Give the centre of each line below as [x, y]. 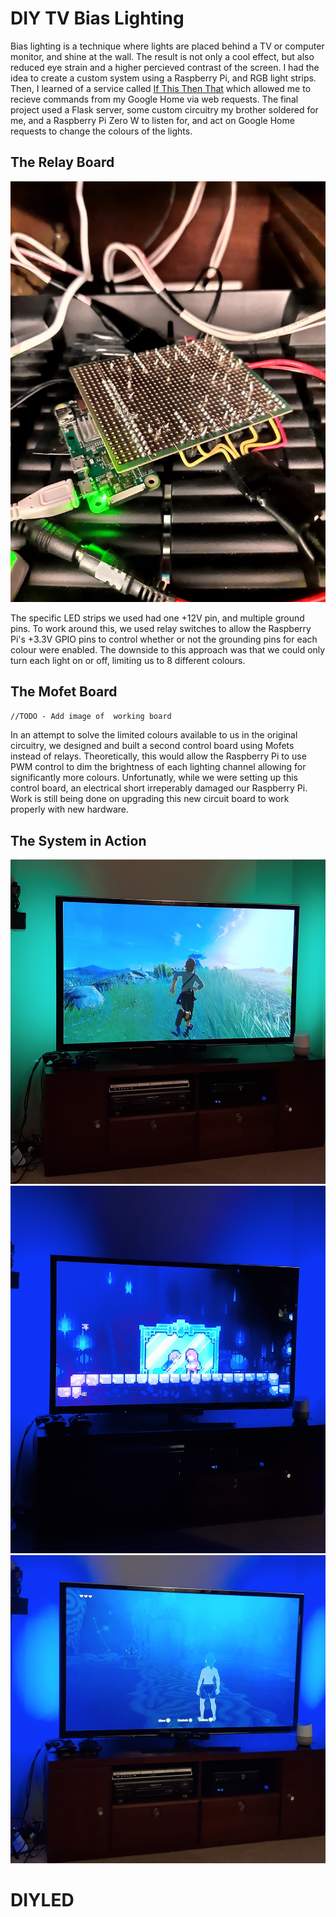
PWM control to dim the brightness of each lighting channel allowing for [158, 767]
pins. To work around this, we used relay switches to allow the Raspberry [161, 628]
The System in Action [78, 840]
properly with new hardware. [70, 809]
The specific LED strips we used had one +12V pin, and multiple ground [157, 618]
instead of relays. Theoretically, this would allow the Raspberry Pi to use [158, 756]
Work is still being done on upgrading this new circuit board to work [150, 799]
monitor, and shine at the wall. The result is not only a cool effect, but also [162, 56]
